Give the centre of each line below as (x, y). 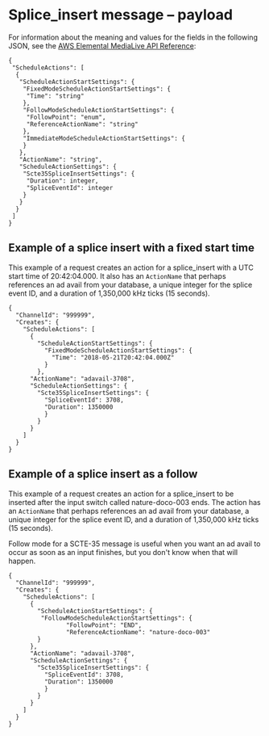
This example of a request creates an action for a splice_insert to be (121, 494)
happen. (22, 561)
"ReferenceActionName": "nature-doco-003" (138, 632)
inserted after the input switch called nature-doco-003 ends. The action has (134, 502)
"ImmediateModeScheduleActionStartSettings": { (104, 138)
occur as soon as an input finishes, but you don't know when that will (123, 552)
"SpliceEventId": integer (70, 187)
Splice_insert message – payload (121, 15)
